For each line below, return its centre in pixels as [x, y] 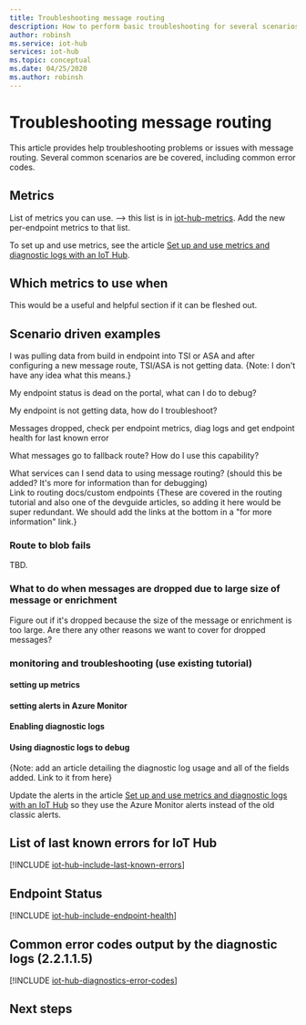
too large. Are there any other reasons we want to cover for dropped [138, 629]
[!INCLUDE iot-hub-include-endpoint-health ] [93, 916]
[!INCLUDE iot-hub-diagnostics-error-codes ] [93, 980]
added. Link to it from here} [61, 777]
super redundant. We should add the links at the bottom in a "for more [141, 512]
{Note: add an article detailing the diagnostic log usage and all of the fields [149, 768]
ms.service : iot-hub [49, 43]
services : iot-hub [44, 52]
